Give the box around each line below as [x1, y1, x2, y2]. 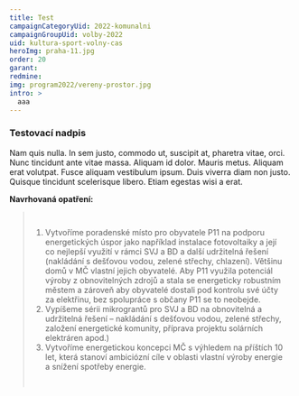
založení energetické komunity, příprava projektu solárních [44, 322, 264, 334]
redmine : [9, 72, 42, 81]
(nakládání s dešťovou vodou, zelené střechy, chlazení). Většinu [44, 255, 283, 266]
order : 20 [9, 55, 47, 64]
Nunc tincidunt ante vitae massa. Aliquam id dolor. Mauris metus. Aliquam [9, 157, 284, 168]
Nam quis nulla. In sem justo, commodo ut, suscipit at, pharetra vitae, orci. [9, 147, 285, 158]
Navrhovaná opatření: [9, 193, 94, 204]
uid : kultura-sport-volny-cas [9, 38, 124, 48]
